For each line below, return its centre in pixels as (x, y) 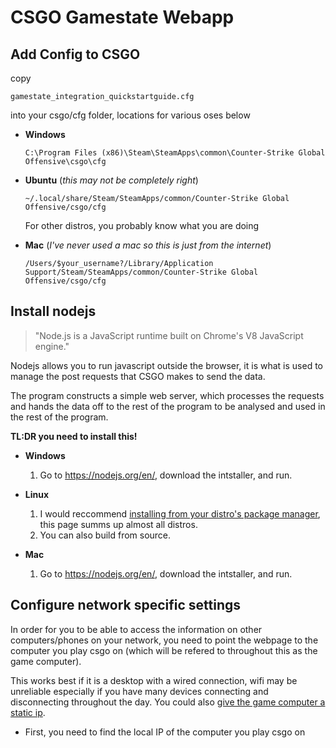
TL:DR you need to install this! (74, 436)
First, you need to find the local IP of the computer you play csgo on (165, 732)
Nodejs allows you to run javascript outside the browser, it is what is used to (166, 365)
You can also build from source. (105, 535)
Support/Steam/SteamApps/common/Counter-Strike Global (141, 272)
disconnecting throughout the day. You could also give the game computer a (168, 702)
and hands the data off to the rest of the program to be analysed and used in (168, 406)
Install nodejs (53, 311)
